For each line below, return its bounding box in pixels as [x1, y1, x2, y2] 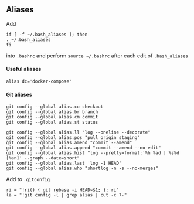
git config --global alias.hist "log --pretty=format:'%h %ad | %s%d [6, 150, 180, 156]
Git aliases [6, 91, 32, 98]
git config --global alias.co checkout [6, 104, 104, 110]
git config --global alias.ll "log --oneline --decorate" [6, 130, 151, 135]
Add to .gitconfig [6, 176, 50, 183]
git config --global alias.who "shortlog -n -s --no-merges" [6, 165, 159, 172]
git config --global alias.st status [6, 120, 98, 125]
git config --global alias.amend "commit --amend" [6, 140, 132, 146]
